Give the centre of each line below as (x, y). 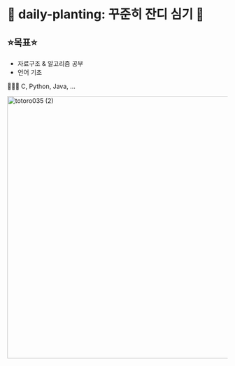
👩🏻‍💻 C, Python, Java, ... (41, 86)
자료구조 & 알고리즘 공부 (50, 63)
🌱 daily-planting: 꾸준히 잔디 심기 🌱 (106, 14)
